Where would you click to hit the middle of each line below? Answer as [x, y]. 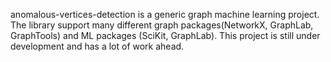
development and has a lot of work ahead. [97, 46]
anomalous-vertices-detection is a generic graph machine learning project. [165, 14]
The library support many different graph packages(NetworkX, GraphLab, [162, 25]
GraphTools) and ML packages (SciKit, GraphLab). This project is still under [165, 35]
